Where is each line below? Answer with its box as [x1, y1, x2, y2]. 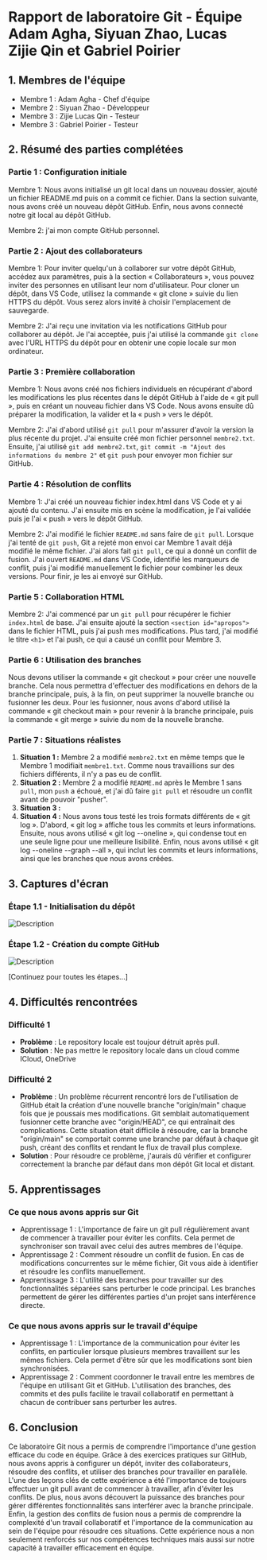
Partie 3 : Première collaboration [8, 366, 136, 377]
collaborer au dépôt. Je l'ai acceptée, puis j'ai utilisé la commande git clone [8, 329, 259, 339]
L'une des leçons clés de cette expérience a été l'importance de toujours [8, 1476, 247, 1485]
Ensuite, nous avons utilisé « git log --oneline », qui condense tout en [19, 829, 247, 838]
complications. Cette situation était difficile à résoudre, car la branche [19, 1126, 248, 1135]
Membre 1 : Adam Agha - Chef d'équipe [19, 95, 150, 103]
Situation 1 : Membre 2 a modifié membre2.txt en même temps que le [19, 752, 245, 763]
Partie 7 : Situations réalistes [8, 735, 122, 746]
